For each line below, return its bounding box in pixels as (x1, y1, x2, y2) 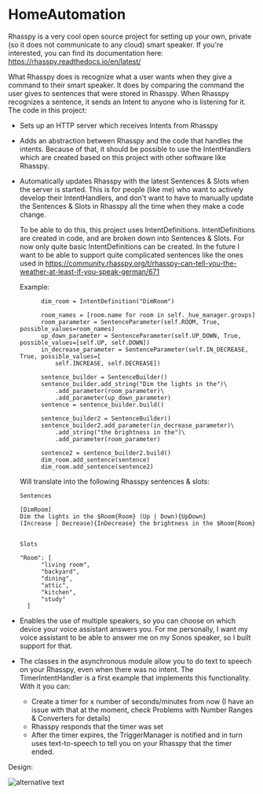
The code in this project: (8, 105, 87, 115)
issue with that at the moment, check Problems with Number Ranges (31, 705, 254, 714)
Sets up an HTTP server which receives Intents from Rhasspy (19, 121, 218, 130)
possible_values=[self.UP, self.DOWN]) (19, 339, 151, 347)
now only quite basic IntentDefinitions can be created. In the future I (19, 242, 239, 251)
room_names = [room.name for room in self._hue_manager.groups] (40, 311, 256, 319)
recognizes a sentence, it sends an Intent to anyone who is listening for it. (8, 97, 247, 106)
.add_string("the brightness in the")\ (54, 428, 186, 436)
